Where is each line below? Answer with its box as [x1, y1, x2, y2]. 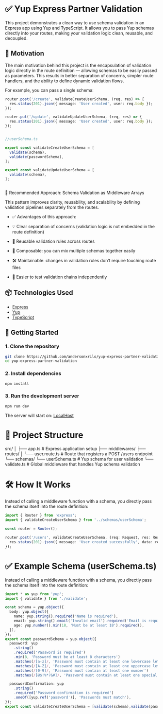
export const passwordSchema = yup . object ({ [5, 636, 97, 642]
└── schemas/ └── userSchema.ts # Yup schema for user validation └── [5, 456, 154, 462]
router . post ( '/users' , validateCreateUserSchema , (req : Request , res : [5, 535, 151, 540]
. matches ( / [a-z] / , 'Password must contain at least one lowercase [14, 659, 151, 664]
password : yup [9, 641, 38, 646]
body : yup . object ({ [9, 609, 49, 614]
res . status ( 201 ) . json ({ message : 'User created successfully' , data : [9, 539, 153, 544]
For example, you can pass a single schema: [5, 87, 94, 93]
